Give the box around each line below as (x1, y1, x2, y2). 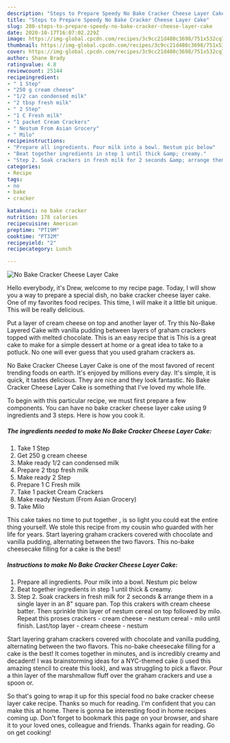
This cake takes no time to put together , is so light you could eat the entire (7, 516, 218, 524)
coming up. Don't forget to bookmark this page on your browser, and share (7, 714, 219, 722)
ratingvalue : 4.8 (7, 61, 57, 68)
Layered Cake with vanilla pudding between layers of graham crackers (7, 327, 206, 335)
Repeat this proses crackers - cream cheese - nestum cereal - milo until (16, 615, 220, 623)
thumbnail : (7, 42, 38, 49)
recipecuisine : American (7, 220, 78, 227)
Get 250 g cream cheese (16, 451, 88, 460)
